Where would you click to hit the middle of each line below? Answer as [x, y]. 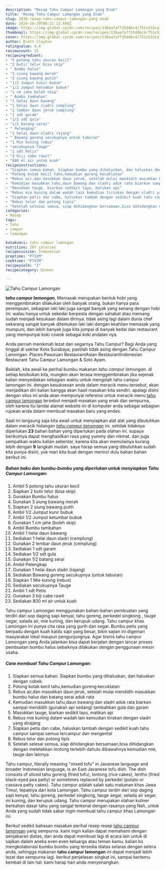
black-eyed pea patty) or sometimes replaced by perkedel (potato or [75, 780]
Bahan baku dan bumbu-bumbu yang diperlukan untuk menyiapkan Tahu [82, 468]
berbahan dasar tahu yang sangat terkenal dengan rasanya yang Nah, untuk [82, 806]
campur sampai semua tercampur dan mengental [62, 733]
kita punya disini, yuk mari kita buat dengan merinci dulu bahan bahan [76, 452]
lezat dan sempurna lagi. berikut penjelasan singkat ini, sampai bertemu [78, 857]
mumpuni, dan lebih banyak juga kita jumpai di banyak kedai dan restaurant [82, 329]
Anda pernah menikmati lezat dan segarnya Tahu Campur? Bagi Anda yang [81, 344]
